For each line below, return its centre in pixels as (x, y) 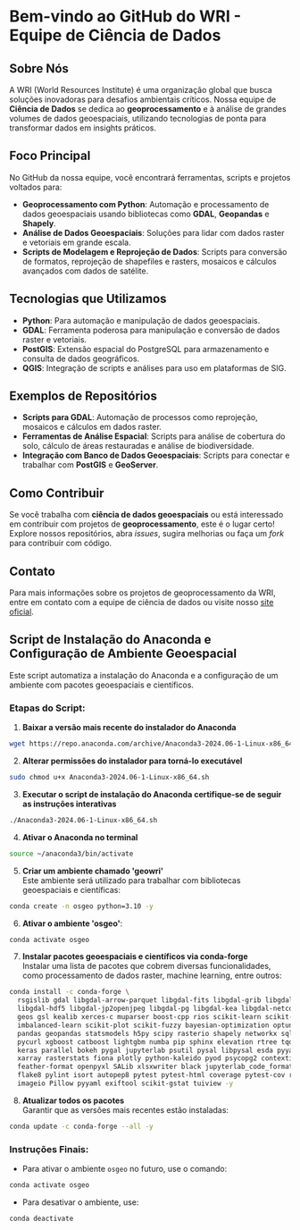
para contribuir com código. (61, 543)
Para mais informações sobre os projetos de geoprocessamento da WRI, (143, 593)
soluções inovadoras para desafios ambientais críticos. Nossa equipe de (143, 99)
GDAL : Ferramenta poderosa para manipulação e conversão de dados (151, 330)
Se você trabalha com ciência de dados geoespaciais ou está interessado (146, 515)
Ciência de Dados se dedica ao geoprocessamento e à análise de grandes (148, 109)
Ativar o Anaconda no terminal (80, 837)
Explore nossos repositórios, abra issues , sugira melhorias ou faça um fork (146, 534)
